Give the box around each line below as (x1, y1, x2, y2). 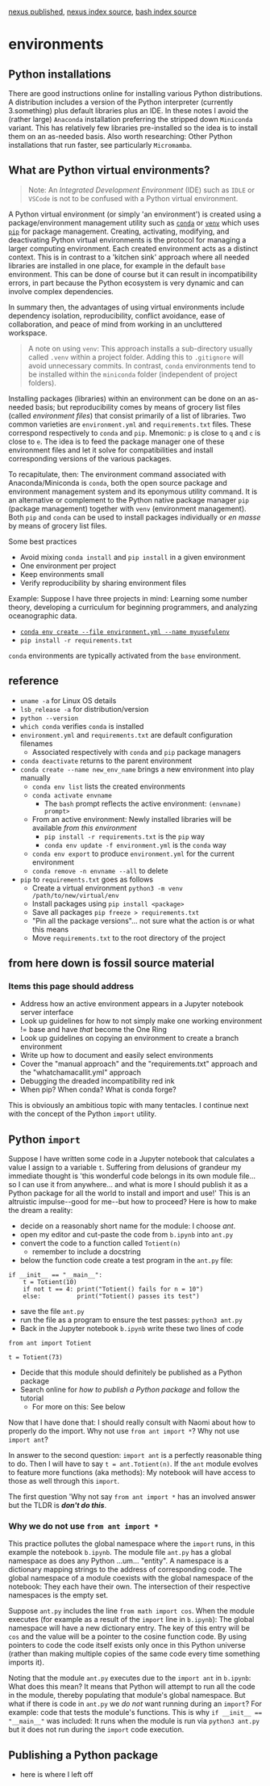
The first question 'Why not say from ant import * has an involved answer (8, 1492, 256, 1502)
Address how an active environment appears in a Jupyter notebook (19, 999, 244, 1009)
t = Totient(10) (23, 1278, 78, 1287)
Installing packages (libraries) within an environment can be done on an (8, 394, 246, 403)
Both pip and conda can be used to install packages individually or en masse (8, 512, 261, 522)
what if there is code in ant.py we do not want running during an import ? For (8, 1699, 262, 1708)
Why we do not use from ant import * (8, 1521, 159, 1532)
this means (31, 925, 69, 934)
